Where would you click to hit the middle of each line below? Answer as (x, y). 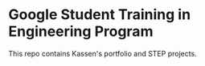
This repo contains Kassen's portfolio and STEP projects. (102, 53)
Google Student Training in (100, 15)
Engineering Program (81, 31)
